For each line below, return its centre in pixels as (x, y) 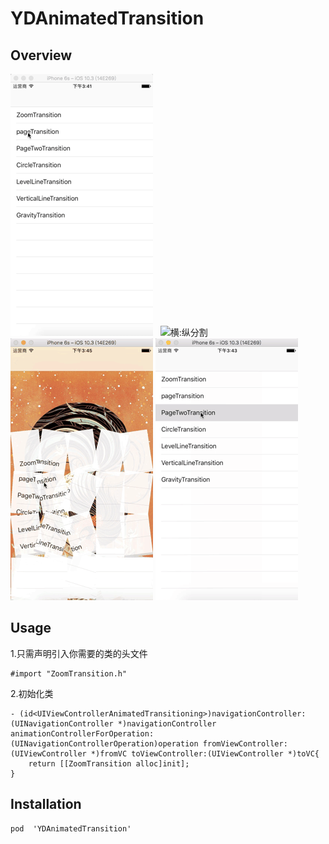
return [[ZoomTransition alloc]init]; (109, 763)
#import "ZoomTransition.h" (69, 673)
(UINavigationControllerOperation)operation (104, 743)
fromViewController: (245, 743)
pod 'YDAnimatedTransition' (71, 828)
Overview (41, 55)
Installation (46, 804)
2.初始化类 (32, 693)
